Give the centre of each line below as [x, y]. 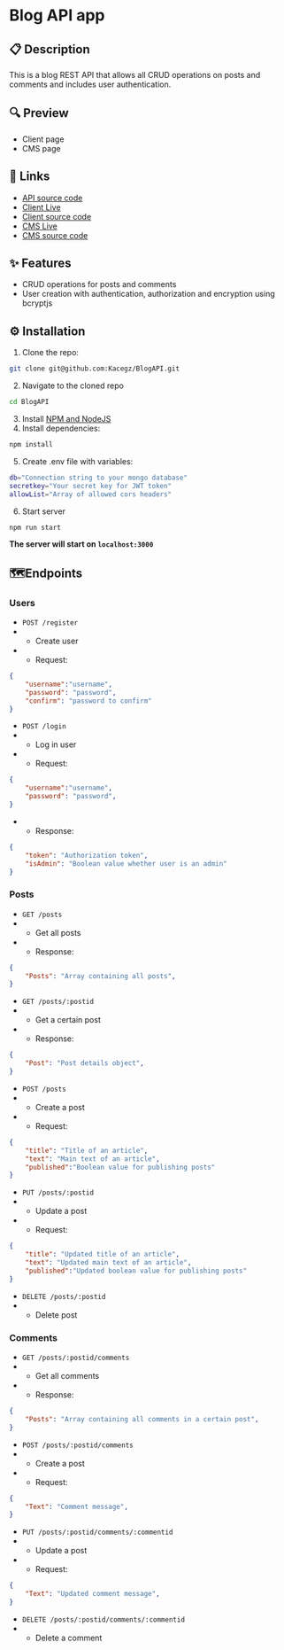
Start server [44, 511]
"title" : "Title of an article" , [87, 1150]
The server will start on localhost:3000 [81, 544]
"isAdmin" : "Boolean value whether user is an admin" [126, 864]
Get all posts [58, 932]
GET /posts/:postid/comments [76, 1358]
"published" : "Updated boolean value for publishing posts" [136, 1271]
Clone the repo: [50, 353]
